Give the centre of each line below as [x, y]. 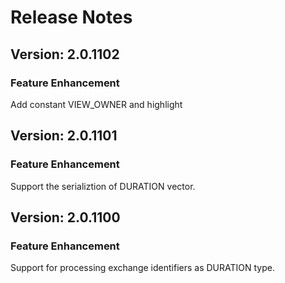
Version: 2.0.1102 [65, 54]
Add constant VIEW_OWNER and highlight [96, 104]
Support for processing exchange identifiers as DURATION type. [142, 268]
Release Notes [71, 17]
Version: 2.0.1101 [64, 136]
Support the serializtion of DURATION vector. [103, 186]
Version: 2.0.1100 [65, 217]
